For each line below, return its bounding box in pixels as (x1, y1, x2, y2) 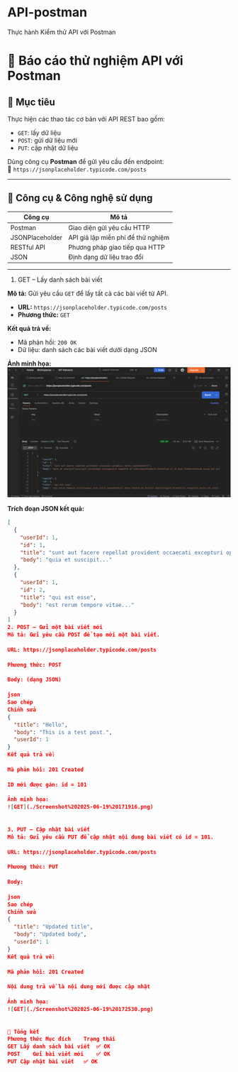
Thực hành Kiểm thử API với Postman (7, 28, 116, 36)
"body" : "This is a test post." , (13, 728, 113, 735)
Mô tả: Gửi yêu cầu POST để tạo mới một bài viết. (7, 631, 160, 639)
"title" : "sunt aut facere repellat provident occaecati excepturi (20, 549, 223, 556)
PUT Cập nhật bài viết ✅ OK (7, 1059, 98, 1066)
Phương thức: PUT (7, 863, 59, 870)
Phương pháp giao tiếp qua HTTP (68, 243, 165, 251)
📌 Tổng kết (7, 1028, 40, 1035)
